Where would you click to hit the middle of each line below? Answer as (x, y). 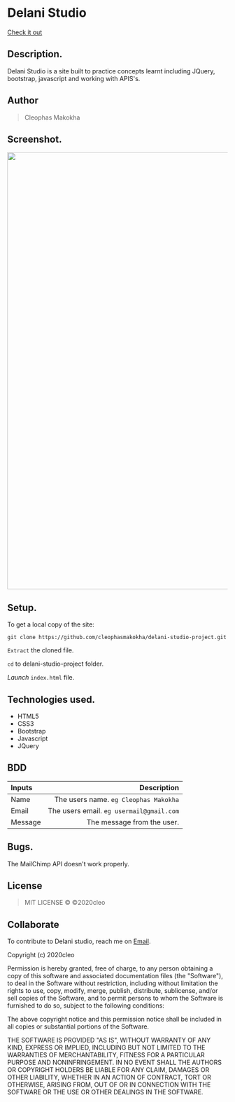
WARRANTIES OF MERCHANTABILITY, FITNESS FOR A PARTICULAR (106, 1055)
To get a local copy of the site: (51, 624)
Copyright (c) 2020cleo (41, 955)
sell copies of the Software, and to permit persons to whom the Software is (115, 999)
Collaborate (33, 924)
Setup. (22, 607)
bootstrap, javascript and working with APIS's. (74, 78)
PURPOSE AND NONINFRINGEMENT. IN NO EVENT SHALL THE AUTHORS (115, 1062)
